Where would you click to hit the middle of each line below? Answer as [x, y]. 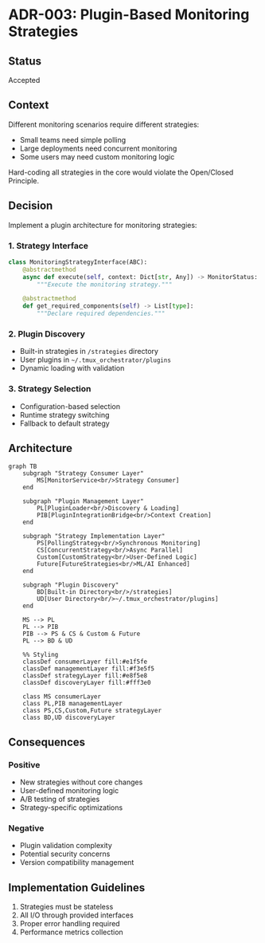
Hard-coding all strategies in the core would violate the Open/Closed [121, 172]
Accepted [24, 80]
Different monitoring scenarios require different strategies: [104, 124]
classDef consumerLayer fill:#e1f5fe [85, 662]
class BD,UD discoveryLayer [69, 718]
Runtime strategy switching [64, 415]
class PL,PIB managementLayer [73, 704]
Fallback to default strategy [64, 423]
